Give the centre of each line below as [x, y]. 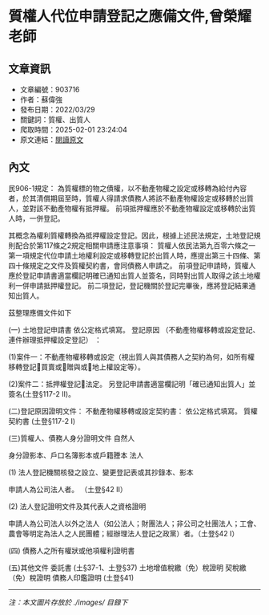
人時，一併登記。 [36, 218]
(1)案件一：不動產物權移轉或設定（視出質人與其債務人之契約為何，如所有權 [131, 356]
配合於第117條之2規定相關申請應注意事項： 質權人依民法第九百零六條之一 [135, 245]
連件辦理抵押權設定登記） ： [55, 340]
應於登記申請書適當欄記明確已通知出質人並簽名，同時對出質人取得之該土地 [131, 275]
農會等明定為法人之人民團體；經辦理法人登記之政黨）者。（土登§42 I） [124, 533]
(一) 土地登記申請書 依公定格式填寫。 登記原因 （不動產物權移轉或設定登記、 [134, 329]
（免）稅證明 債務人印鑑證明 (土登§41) [71, 577]
